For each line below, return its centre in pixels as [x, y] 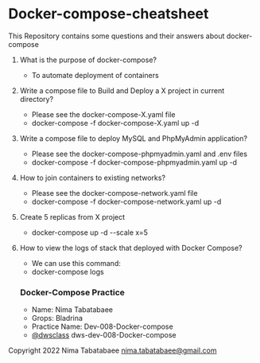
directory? [37, 99]
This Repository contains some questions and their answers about [116, 36]
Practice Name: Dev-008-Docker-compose [102, 326]
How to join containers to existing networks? [92, 178]
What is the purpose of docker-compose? [88, 60]
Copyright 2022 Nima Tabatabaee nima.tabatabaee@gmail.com [113, 350]
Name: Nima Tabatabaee [72, 310]
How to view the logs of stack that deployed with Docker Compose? [131, 248]
